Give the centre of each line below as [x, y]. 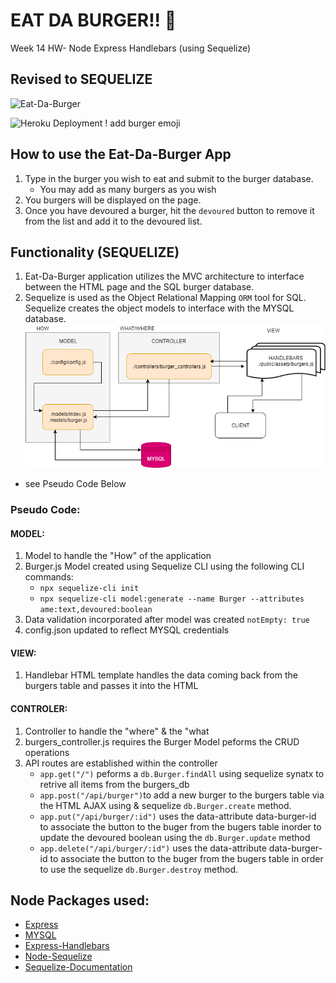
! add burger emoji [142, 123]
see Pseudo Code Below [75, 484]
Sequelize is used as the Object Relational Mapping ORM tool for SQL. [165, 298]
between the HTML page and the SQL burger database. [139, 287]
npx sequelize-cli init [89, 589]
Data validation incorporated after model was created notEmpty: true [167, 620]
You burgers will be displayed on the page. [113, 200]
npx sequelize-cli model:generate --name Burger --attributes [172, 599]
